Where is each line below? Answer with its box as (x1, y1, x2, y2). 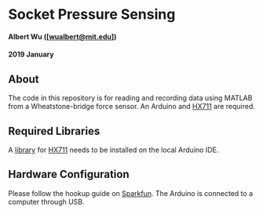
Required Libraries (8, 124, 100, 138)
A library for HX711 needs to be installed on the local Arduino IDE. (8, 145, 219, 154)
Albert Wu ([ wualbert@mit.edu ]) (8, 31, 117, 41)
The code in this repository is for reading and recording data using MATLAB (8, 93, 253, 103)
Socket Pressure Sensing (8, 5, 176, 24)
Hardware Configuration (8, 168, 130, 181)
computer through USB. (8, 197, 85, 206)
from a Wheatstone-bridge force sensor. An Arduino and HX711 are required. (8, 102, 255, 111)
